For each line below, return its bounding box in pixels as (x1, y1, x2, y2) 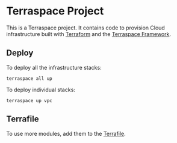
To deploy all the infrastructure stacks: (6, 64, 102, 71)
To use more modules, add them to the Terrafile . (6, 130, 126, 137)
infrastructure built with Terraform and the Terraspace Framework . (6, 30, 172, 37)
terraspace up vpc (6, 97, 52, 103)
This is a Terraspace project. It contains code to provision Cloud (6, 24, 166, 31)
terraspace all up (6, 75, 52, 82)
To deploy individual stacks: (6, 86, 75, 93)
